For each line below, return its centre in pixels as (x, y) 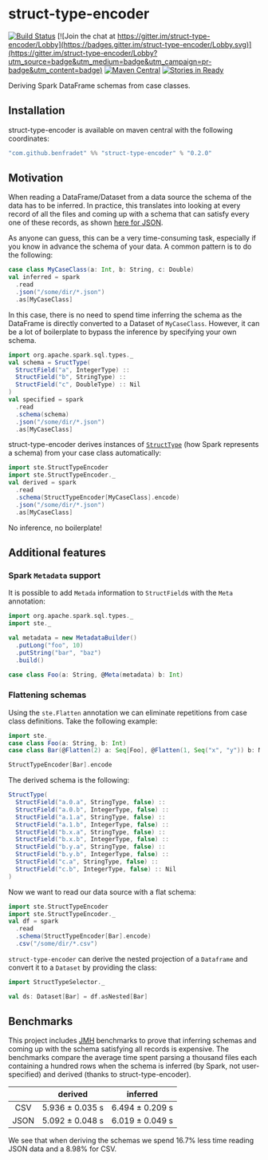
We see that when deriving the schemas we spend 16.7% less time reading (131, 1141)
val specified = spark (46, 400)
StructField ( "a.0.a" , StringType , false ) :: (91, 803)
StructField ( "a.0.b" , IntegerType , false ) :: (93, 809)
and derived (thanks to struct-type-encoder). (117, 1074)
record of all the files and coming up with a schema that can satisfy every (129, 214)
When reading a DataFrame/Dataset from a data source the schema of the (130, 197)
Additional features (57, 552)
